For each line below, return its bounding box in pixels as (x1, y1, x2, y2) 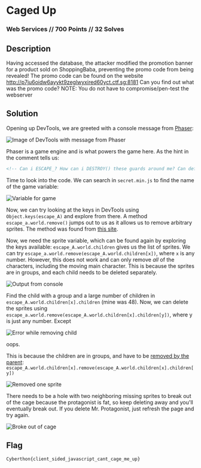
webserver (6, 91, 33, 98)
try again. (6, 411, 30, 418)
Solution (6, 108, 38, 119)
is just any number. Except (6, 317, 71, 324)
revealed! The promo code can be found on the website (6, 72, 144, 79)
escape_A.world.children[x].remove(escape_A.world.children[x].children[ (6, 365, 194, 371)
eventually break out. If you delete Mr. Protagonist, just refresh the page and (6, 405, 194, 412)
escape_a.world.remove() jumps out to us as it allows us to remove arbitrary (6, 219, 193, 226)
